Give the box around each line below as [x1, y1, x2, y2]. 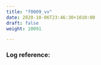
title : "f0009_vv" [6, 8, 52, 15]
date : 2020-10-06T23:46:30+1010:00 [6, 14, 96, 20]
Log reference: [6, 51, 50, 59]
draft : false [6, 20, 39, 26]
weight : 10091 [6, 25, 42, 32]
